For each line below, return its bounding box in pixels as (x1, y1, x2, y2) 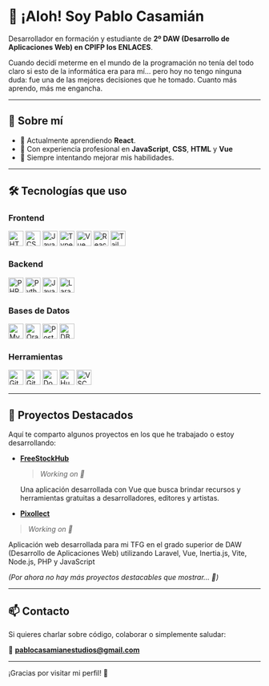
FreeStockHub (19, 453, 70, 464)
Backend (8, 258, 44, 270)
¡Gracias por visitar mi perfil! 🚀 (8, 668, 109, 677)
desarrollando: (8, 438, 56, 448)
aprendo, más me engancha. (8, 83, 102, 93)
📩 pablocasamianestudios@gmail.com (8, 645, 140, 655)
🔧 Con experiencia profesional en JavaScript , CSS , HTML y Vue (19, 144, 234, 153)
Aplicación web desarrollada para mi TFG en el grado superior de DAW (8, 540, 242, 550)
